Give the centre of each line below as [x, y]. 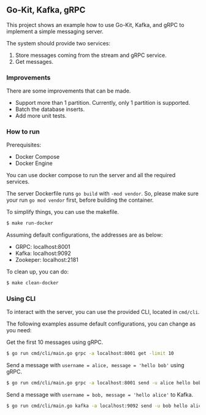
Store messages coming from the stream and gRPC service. [91, 55]
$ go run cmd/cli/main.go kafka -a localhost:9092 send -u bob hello [97, 406]
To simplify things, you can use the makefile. [63, 212]
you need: [19, 330]
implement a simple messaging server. [55, 31]
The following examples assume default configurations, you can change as [101, 324]
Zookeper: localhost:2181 [47, 260]
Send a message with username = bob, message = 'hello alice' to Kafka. [100, 395]
